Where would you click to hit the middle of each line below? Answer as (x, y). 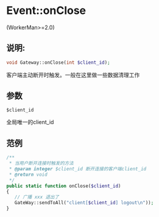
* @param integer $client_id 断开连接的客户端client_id (78, 169)
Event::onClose (46, 11)
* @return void (28, 174)
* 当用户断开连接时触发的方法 (41, 164)
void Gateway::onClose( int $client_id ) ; (58, 62)
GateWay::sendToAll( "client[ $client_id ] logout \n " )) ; (84, 203)
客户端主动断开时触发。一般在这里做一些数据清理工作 (73, 75)
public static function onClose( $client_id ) (64, 186)
